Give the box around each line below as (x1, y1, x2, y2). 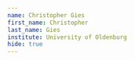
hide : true (7, 41, 43, 48)
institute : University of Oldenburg (7, 33, 127, 41)
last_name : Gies (7, 26, 60, 34)
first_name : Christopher (7, 19, 89, 26)
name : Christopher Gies (7, 11, 86, 19)
